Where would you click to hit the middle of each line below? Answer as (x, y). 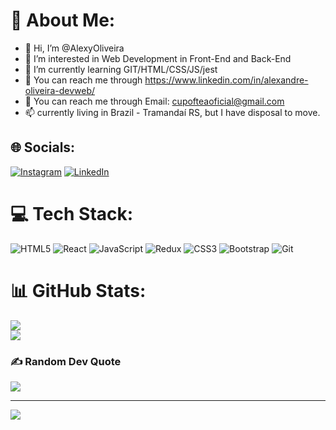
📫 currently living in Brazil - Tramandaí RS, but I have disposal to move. (172, 112)
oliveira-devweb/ (60, 90)
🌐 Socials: (43, 147)
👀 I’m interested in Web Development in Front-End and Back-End (158, 58)
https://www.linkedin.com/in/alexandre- (226, 80)
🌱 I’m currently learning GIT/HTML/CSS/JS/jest (121, 69)
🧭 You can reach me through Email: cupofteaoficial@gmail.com (154, 101)
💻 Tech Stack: (72, 213)
